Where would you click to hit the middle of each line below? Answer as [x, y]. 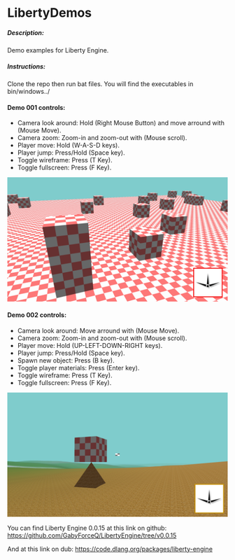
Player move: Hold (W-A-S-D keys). [69, 146]
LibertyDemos [50, 13]
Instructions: [27, 66]
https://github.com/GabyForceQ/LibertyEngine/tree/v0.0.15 [92, 535]
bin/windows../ [29, 92]
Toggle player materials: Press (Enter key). [78, 368]
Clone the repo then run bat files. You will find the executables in [100, 84]
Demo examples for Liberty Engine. [58, 50]
